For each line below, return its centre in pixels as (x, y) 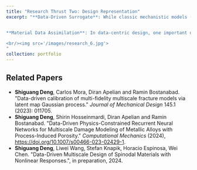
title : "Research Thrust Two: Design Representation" (73, 11)
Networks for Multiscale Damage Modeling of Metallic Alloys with (94, 129)
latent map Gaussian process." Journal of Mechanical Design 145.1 (95, 104)
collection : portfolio (34, 54)
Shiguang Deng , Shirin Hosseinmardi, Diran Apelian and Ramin (91, 117)
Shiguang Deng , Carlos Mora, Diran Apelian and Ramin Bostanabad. (97, 92)
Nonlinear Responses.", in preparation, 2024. (69, 160)
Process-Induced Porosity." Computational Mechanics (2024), (90, 135)
